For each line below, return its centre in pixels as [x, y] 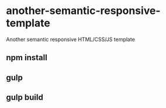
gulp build [25, 97]
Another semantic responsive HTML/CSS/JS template [71, 39]
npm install [27, 58]
